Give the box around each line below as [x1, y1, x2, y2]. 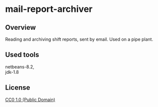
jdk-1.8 [5, 69, 19, 75]
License [5, 83, 30, 92]
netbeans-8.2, [5, 63, 34, 70]
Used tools [5, 51, 39, 59]
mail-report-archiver [5, 3, 93, 15]
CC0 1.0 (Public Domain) [5, 97, 56, 103]
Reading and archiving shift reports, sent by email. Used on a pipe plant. [5, 36, 154, 42]
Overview [5, 23, 36, 32]
